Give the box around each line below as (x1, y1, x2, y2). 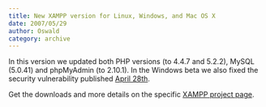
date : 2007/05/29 (8, 19, 67, 28)
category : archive (8, 34, 71, 43)
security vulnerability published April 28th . (8, 74, 150, 83)
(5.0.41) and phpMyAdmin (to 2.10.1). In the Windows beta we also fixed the (8, 66, 259, 75)
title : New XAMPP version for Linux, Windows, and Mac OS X (8, 11, 217, 20)
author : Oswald (8, 27, 60, 35)
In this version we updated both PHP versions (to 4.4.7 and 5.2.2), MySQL (8, 57, 255, 66)
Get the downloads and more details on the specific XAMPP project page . (8, 90, 255, 100)
